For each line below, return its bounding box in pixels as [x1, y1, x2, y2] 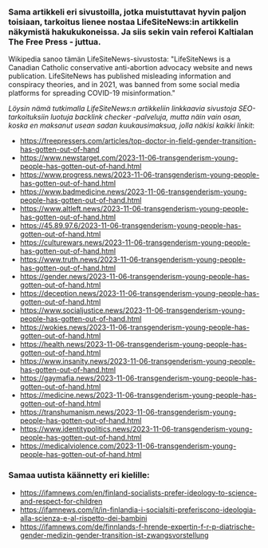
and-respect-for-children [19, 496, 103, 506]
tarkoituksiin [8, 112, 49, 122]
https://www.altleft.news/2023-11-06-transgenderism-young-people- [19, 204, 249, 214]
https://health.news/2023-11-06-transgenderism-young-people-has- [19, 340, 247, 349]
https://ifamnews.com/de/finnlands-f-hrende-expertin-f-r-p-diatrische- [19, 522, 255, 531]
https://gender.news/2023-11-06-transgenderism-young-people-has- [19, 272, 250, 282]
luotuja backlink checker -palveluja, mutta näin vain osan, [50, 112, 242, 122]
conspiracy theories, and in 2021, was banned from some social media [8, 80, 241, 89]
